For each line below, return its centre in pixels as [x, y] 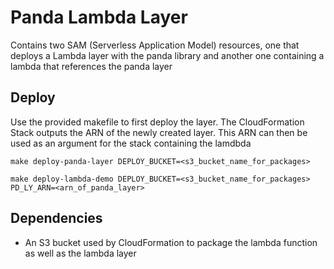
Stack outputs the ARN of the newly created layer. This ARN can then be [159, 132]
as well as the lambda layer [80, 253]
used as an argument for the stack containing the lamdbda [131, 143]
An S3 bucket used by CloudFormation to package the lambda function [171, 242]
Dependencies [56, 218]
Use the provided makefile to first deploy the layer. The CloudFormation [157, 122]
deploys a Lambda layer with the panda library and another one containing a [167, 55]
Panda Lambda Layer [99, 17]
